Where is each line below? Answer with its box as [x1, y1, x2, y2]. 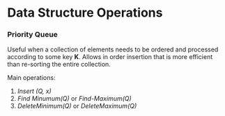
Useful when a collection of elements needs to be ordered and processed [7, 45, 219, 53]
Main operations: [7, 74, 56, 82]
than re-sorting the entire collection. [7, 60, 111, 69]
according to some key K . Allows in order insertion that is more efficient [7, 53, 213, 61]
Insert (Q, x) [17, 87, 52, 95]
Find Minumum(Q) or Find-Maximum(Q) [17, 94, 132, 103]
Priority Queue [7, 30, 58, 40]
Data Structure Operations [7, 5, 163, 21]
